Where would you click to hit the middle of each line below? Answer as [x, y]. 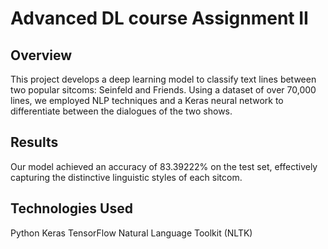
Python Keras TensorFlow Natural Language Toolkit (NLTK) [131, 233]
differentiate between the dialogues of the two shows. [121, 111]
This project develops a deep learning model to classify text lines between [163, 79]
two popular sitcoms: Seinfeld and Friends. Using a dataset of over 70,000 [163, 90]
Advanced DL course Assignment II [159, 18]
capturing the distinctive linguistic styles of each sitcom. [126, 177]
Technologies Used [71, 208]
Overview [41, 55]
